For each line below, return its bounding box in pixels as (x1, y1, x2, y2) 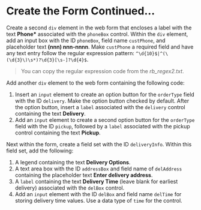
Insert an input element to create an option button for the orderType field (14, 91, 195, 98)
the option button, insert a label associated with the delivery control (14, 103, 185, 110)
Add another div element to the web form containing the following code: (6, 79, 185, 86)
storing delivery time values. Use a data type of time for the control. (14, 197, 182, 204)
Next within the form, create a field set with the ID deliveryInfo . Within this (6, 140, 192, 148)
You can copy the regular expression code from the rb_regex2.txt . (20, 67, 184, 74)
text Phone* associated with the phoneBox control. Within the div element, (6, 30, 188, 37)
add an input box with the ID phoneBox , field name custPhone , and (6, 37, 166, 44)
